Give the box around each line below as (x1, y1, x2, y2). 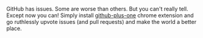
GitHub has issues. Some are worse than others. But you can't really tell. (6, 6, 188, 12)
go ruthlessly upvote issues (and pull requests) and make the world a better (6, 18, 197, 25)
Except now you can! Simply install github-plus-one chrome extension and (6, 12, 194, 19)
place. (6, 25, 23, 32)
